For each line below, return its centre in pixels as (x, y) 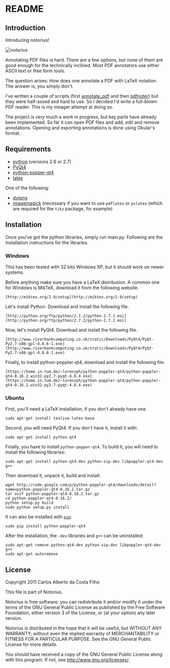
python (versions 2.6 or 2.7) (42, 161)
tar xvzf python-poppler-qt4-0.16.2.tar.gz (52, 494)
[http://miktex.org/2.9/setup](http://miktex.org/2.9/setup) (72, 297)
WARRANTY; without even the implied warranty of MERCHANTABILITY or (82, 634)
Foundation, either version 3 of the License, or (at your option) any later (80, 613)
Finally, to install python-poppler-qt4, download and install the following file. (85, 362)
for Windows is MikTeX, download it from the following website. (72, 288)
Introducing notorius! (27, 40)
